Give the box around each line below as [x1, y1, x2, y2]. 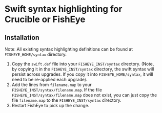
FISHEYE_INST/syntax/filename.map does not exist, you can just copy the [11, 92, 157, 98]
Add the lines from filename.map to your [11, 82, 92, 88]
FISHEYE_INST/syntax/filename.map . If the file [11, 87, 102, 92]
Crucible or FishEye [4, 14, 86, 25]
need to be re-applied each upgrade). [11, 77, 88, 82]
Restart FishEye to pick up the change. [11, 103, 90, 108]
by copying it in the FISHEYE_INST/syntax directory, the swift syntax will [11, 66, 154, 72]
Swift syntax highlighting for [4, 3, 122, 15]
